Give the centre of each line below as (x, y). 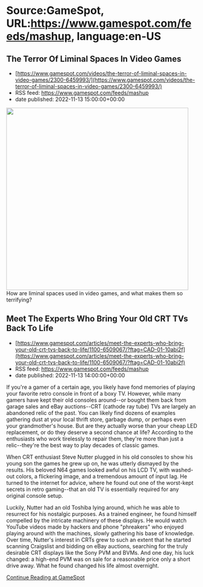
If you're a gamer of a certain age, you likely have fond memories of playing (101, 387)
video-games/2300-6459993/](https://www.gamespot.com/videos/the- (105, 80)
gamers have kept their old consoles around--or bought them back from (96, 400)
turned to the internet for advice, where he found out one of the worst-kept (100, 482)
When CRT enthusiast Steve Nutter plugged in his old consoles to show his (100, 457)
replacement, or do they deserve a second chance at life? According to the (100, 432)
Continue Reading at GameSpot (45, 577)
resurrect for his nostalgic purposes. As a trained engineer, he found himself (101, 513)
